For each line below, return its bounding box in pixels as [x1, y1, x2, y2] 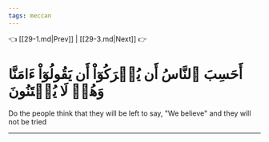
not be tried [8, 116, 46, 126]
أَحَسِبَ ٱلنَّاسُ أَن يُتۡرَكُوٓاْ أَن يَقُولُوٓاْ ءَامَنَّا [8, 65, 243, 83]
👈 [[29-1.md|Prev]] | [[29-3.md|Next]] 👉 [8, 34, 147, 44]
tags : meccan [8, 11, 52, 20]
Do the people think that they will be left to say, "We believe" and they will [8, 108, 251, 118]
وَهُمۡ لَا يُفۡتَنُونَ [8, 81, 104, 100]
